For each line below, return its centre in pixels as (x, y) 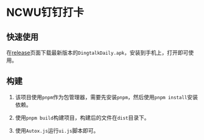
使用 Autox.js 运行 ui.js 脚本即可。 (57, 130)
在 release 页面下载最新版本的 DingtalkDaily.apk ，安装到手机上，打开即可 (97, 53)
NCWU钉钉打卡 (45, 12)
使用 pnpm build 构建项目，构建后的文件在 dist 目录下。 (83, 117)
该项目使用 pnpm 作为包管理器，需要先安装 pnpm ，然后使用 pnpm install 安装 (106, 97)
